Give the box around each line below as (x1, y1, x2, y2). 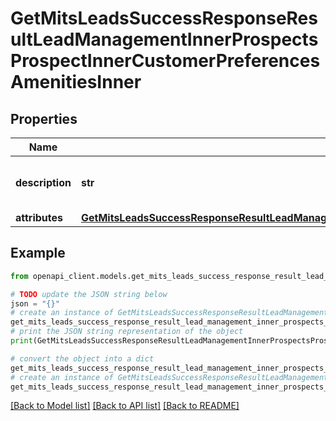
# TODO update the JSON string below (10, 289, 168, 299)
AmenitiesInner (10, 71, 142, 94)
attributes (15, 211, 63, 224)
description (15, 176, 72, 189)
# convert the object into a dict (10, 353, 155, 364)
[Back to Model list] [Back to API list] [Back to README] (10, 400, 240, 412)
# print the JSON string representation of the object (10, 327, 244, 337)
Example (10, 245, 66, 262)
